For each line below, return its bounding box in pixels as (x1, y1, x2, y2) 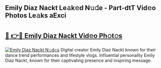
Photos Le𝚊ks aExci (5, 12, 67, 20)
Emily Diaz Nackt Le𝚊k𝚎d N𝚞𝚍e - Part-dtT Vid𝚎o (5, 4, 156, 12)
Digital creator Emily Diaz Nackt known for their (60, 47, 156, 52)
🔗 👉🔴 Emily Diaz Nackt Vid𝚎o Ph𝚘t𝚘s (5, 32, 122, 40)
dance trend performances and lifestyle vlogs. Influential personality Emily (5, 52, 155, 58)
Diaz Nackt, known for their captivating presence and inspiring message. (5, 58, 152, 63)
